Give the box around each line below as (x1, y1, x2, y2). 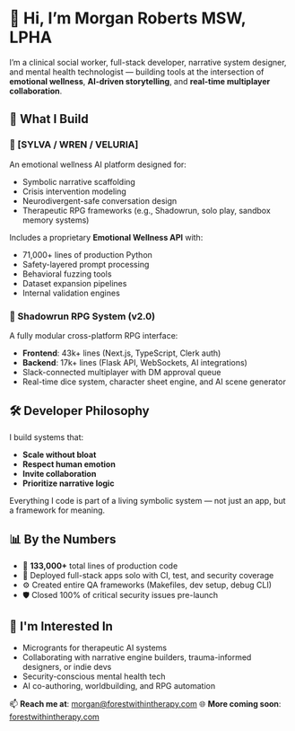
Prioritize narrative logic (22, 478, 115, 489)
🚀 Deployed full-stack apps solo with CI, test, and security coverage (22, 569, 274, 580)
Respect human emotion (22, 458, 117, 470)
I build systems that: (9, 431, 84, 443)
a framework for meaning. (9, 505, 106, 515)
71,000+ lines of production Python (22, 249, 152, 260)
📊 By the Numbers (9, 532, 117, 547)
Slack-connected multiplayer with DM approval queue (22, 366, 221, 377)
